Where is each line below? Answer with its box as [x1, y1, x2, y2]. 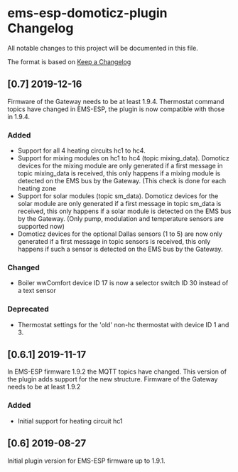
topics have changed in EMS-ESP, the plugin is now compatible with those [7, 105, 225, 113]
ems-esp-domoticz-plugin [7, 5, 168, 21]
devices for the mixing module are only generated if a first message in [17, 162, 223, 170]
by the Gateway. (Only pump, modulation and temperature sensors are [17, 215, 224, 223]
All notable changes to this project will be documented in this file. [7, 43, 199, 52]
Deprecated [7, 304, 50, 314]
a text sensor [17, 287, 57, 295]
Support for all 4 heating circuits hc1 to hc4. [17, 146, 146, 155]
